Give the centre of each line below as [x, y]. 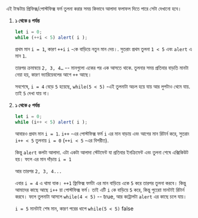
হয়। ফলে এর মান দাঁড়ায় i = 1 [43, 159]
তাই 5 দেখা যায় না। [32, 93]
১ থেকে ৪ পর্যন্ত [27, 21]
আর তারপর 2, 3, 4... [38, 171]
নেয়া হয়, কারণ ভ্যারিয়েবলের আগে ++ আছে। [53, 74]
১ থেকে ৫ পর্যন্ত [27, 105]
